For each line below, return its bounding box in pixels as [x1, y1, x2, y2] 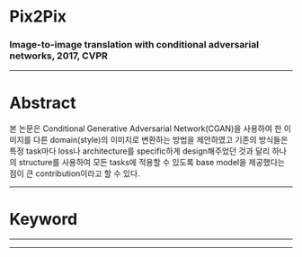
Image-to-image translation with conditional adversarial [9, 39, 259, 51]
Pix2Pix [9, 6, 67, 27]
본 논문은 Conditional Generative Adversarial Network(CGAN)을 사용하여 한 [9, 123, 282, 134]
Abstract [9, 93, 76, 113]
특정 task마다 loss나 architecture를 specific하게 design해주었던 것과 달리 [9, 146, 271, 156]
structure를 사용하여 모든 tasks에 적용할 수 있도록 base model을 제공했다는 [18, 157, 286, 168]
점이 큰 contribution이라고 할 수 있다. [9, 168, 141, 179]
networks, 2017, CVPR [9, 49, 108, 62]
